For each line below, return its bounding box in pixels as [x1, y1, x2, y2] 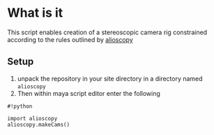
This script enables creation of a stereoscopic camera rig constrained [7, 28, 208, 36]
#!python [7, 103, 33, 110]
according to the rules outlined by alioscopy [7, 35, 134, 43]
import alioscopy [7, 115, 58, 122]
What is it [7, 5, 63, 21]
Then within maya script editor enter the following [17, 89, 160, 97]
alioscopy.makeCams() [7, 121, 70, 128]
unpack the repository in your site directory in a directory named [17, 74, 204, 83]
